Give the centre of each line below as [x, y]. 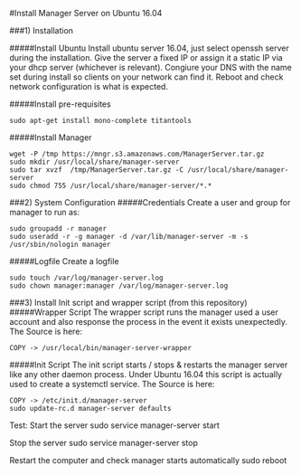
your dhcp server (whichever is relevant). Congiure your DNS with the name [150, 67]
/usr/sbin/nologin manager [60, 244]
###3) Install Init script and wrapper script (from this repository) [128, 303]
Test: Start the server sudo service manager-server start [114, 425]
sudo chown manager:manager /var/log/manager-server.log [119, 286]
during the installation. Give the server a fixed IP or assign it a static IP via [146, 57]
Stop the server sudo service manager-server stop [104, 443]
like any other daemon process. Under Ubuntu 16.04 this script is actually [146, 374]
